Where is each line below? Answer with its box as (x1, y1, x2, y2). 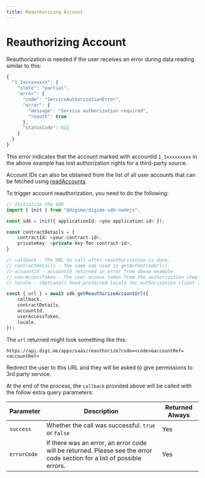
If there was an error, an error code (46, 438, 147, 447)
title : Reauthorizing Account (6, 9, 84, 15)
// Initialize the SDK (6, 201, 64, 208)
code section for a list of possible (46, 454, 142, 462)
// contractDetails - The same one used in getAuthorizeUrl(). (6, 263, 171, 269)
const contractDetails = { (6, 229, 75, 235)
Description (84, 407, 119, 415)
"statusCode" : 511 (22, 125, 70, 131)
